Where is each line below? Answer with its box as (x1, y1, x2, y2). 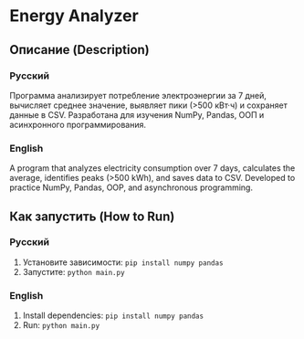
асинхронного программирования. (9, 119, 147, 130)
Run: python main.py (22, 320, 100, 331)
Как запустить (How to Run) (9, 208, 175, 224)
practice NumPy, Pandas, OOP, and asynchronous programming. (9, 182, 254, 193)
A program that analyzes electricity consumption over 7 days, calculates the (9, 163, 296, 174)
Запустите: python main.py (22, 266, 125, 277)
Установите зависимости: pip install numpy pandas (22, 257, 224, 268)
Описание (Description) (9, 42, 151, 58)
